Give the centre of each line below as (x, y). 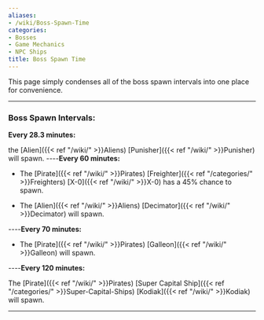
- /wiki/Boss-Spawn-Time (49, 23)
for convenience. (35, 90)
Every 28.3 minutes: (42, 135)
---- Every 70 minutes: (45, 230)
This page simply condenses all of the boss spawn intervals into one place (129, 81)
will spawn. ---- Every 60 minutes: (64, 159)
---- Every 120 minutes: (46, 268)
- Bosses (22, 37)
